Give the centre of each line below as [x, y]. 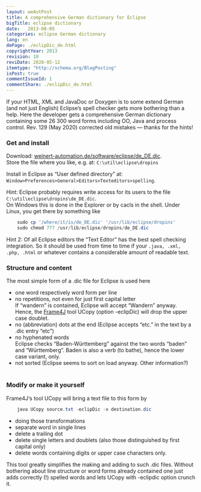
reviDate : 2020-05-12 [33, 62]
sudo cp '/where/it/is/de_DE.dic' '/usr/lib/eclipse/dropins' [96, 223]
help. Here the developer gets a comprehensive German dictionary [89, 114]
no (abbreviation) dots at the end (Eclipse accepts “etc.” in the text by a [103, 325]
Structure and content [39, 267]
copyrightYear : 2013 [32, 51]
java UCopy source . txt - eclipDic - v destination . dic [84, 409]
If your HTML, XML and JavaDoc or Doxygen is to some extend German [95, 102]
